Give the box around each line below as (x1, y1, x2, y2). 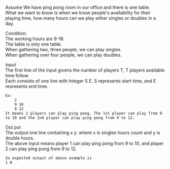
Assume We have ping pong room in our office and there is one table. (5, 5, 151, 10)
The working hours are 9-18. (5, 36, 65, 42)
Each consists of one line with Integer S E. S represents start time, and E (5, 78, 156, 84)
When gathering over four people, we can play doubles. (5, 52, 122, 58)
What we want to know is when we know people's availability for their (5, 10, 151, 16)
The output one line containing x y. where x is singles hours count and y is (5, 129, 160, 136)
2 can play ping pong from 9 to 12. (5, 146, 77, 152)
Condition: (5, 30, 27, 36)
